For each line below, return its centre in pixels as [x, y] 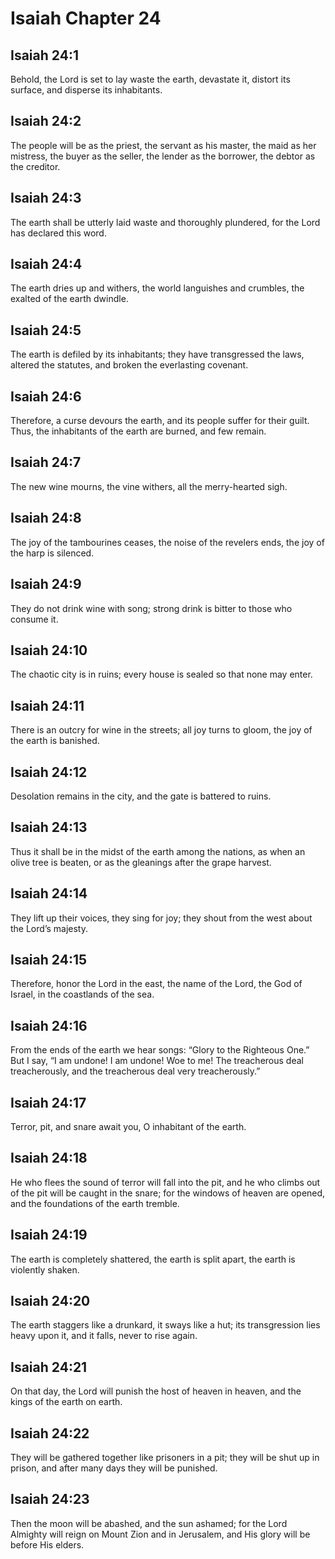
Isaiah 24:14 [49, 893]
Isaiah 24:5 [46, 330]
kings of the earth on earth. [66, 1402]
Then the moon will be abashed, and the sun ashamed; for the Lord [149, 1523]
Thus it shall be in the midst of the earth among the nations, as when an [158, 851]
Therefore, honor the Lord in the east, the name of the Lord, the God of [156, 984]
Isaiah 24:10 [49, 650]
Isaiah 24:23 [50, 1499]
